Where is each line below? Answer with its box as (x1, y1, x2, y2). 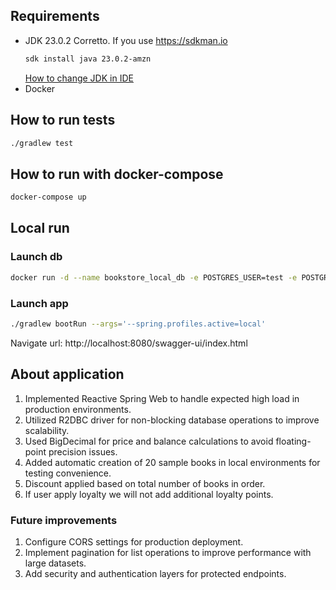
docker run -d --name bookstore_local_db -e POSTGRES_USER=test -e (10, 272, 298, 283)
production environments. (24, 403, 132, 415)
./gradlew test (10, 138, 74, 148)
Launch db (10, 250, 63, 264)
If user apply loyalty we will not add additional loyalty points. (24, 488, 274, 500)
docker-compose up (10, 192, 87, 203)
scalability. (24, 424, 70, 436)
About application (10, 366, 125, 383)
